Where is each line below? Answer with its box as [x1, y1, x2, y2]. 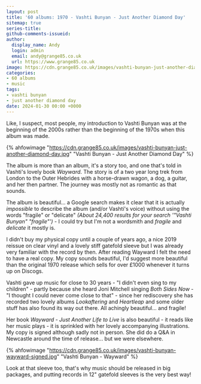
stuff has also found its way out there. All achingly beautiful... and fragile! [6, 304, 187, 311]
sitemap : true [6, 20, 42, 26]
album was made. [6, 132, 50, 139]
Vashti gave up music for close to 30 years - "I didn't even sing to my [6, 279, 176, 286]
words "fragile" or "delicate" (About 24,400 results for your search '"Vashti [6, 211, 191, 219]
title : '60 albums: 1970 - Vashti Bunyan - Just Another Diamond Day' [6, 14, 186, 20]
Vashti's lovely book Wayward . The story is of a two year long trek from [6, 168, 183, 175]
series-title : [6, 25, 42, 32]
